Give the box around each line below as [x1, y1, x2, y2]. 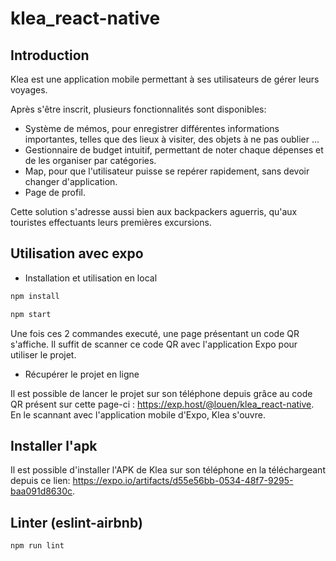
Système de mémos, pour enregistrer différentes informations [24, 123, 280, 134]
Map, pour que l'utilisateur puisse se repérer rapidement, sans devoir [24, 165, 310, 177]
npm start [10, 309, 52, 319]
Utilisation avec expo [10, 245, 144, 262]
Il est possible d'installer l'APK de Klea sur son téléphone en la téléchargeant [10, 464, 326, 476]
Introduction [10, 47, 90, 64]
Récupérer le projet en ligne [24, 368, 140, 380]
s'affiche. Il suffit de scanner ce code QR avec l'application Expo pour [10, 338, 298, 350]
